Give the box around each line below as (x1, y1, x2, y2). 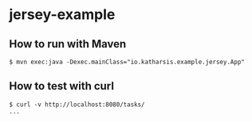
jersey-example (9, 6, 116, 24)
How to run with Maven (9, 37, 127, 51)
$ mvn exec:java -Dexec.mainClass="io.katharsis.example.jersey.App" (9, 58, 246, 66)
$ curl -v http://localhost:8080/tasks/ (9, 101, 146, 109)
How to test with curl (9, 79, 115, 93)
